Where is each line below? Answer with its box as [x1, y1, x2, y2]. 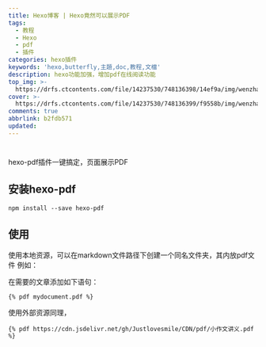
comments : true [8, 108, 59, 116]
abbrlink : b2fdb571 [8, 115, 73, 123]
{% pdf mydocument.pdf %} [8, 292, 93, 301]
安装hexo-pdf [8, 183, 77, 196]
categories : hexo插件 [8, 56, 78, 64]
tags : [8, 19, 26, 27]
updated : [8, 122, 37, 130]
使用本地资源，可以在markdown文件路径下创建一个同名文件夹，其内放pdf [8, 250, 248, 260]
